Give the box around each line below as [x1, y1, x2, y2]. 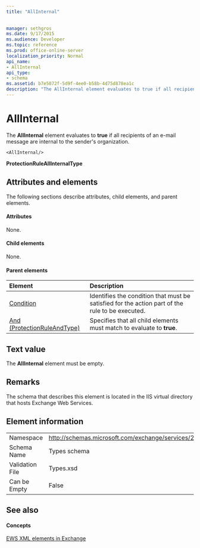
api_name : [6, 58, 31, 64]
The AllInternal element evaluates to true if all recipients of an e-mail [6, 132, 176, 139]
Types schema [48, 447, 90, 455]
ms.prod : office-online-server [6, 48, 84, 54]
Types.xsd [48, 464, 78, 472]
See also [6, 505, 39, 515]
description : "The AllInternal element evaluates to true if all [6, 86, 171, 92]
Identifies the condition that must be [89, 292, 190, 300]
